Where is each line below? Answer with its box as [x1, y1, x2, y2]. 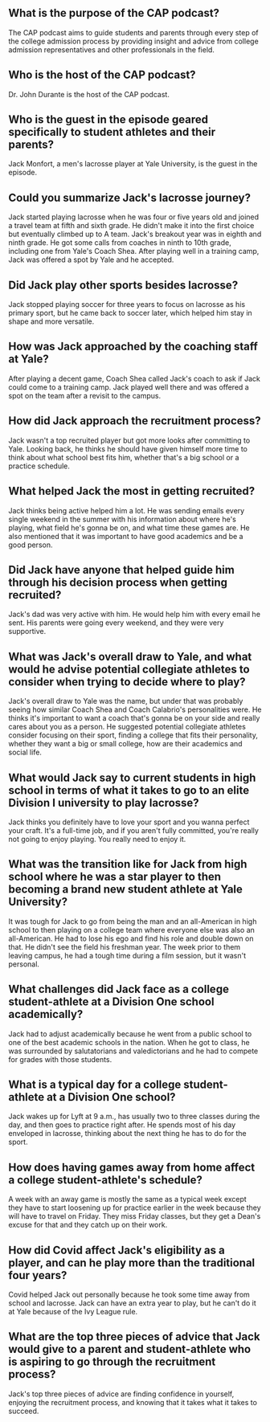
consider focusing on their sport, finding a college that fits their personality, [8, 730, 259, 740]
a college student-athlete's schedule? [8, 1173, 202, 1187]
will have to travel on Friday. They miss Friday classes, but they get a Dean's [8, 1212, 261, 1221]
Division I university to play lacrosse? [8, 795, 199, 810]
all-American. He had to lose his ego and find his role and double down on [8, 934, 254, 943]
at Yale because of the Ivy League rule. [8, 1307, 138, 1316]
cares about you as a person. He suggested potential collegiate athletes [8, 722, 247, 732]
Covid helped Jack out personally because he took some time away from [8, 1289, 251, 1299]
